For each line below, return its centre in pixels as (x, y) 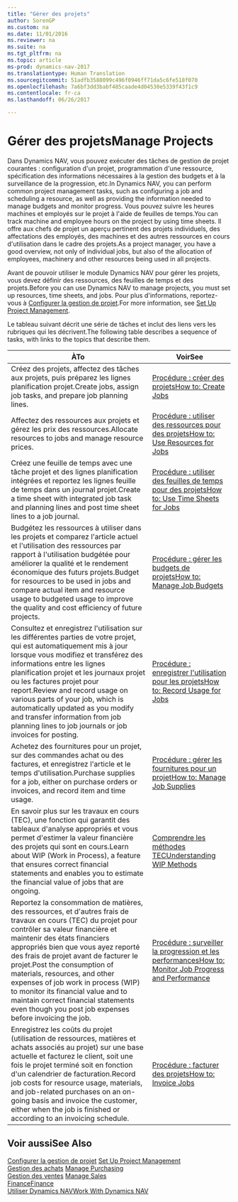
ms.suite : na (27, 47)
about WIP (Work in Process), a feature (76, 855)
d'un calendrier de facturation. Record (73, 1073)
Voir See (190, 357)
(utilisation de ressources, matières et (73, 1038)
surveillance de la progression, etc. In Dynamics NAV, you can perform (109, 183)
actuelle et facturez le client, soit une (72, 1056)
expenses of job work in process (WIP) (75, 982)
